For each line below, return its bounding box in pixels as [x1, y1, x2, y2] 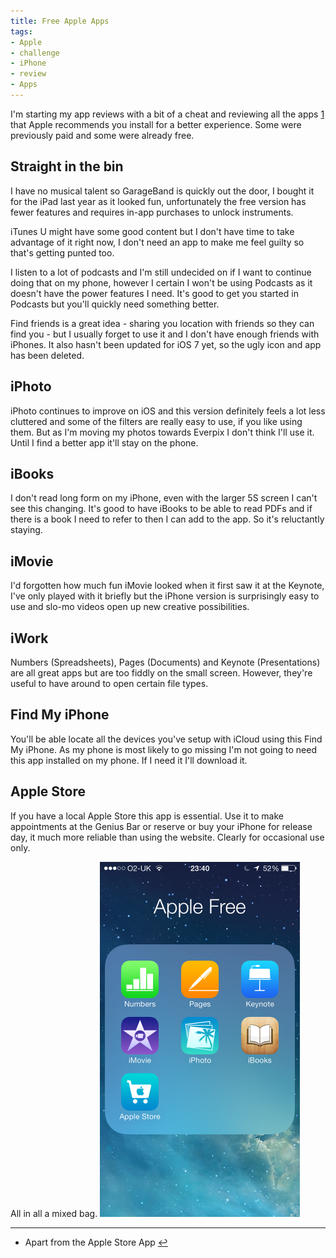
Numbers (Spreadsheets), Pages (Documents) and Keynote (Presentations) [10, 656, 321, 668]
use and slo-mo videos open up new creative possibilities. [10, 601, 250, 613]
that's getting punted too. [10, 246, 115, 259]
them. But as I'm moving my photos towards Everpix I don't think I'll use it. [10, 426, 315, 438]
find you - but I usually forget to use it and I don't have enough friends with [10, 328, 320, 340]
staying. [10, 524, 43, 536]
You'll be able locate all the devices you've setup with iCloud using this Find [10, 733, 323, 745]
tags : [10, 26, 33, 37]
